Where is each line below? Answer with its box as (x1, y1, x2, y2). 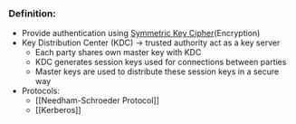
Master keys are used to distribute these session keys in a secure (34, 66, 280, 77)
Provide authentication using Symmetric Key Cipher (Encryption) (21, 28, 261, 39)
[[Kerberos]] (34, 105, 82, 116)
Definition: (8, 7, 56, 20)
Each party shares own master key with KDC (34, 47, 202, 58)
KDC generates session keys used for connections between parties (34, 57, 287, 68)
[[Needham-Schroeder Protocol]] (34, 95, 160, 106)
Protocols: (21, 85, 61, 97)
